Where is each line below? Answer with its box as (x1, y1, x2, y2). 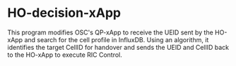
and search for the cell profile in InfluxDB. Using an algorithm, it (24, 35, 209, 44)
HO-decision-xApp (7, 5, 122, 21)
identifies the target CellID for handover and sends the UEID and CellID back (7, 43, 230, 51)
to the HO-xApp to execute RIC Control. (7, 51, 122, 59)
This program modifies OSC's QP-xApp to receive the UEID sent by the (7, 28, 213, 37)
